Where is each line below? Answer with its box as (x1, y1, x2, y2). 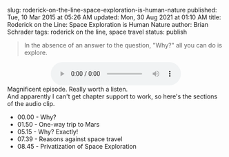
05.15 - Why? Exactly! (17, 127, 79, 136)
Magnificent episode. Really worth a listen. (7, 85, 128, 93)
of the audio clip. (7, 100, 55, 107)
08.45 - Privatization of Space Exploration (17, 143, 137, 150)
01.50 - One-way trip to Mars (17, 121, 100, 128)
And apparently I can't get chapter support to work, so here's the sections (7, 92, 218, 101)
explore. (23, 48, 48, 56)
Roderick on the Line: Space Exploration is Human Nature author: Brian (7, 21, 209, 28)
